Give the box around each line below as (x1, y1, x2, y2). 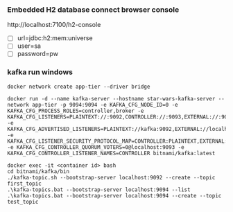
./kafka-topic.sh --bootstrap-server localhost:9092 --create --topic (7, 174, 216, 181)
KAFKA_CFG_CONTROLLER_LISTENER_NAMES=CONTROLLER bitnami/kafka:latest (7, 150, 216, 157)
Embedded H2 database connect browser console (7, 5, 180, 15)
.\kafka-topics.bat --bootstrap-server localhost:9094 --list (7, 186, 191, 193)
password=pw (17, 50, 59, 58)
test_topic (7, 198, 39, 205)
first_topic (7, 180, 42, 187)
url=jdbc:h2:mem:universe (17, 34, 93, 42)
